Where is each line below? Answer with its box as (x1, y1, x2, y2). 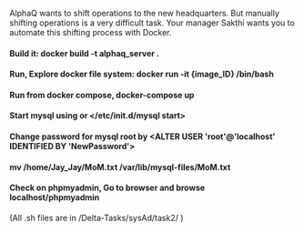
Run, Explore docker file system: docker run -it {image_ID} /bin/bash (9, 68, 275, 80)
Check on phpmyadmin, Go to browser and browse (9, 182, 206, 194)
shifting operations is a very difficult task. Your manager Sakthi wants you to (9, 17, 296, 28)
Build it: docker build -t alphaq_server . (9, 47, 160, 58)
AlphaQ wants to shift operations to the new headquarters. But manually (9, 8, 280, 18)
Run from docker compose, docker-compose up (9, 89, 195, 100)
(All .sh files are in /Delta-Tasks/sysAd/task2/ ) (9, 212, 184, 223)
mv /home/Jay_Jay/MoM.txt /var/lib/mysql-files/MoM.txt (9, 161, 231, 172)
